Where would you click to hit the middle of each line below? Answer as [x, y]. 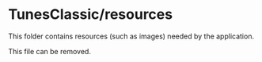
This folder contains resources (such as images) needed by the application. [131, 36]
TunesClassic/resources [90, 15]
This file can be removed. [49, 51]
